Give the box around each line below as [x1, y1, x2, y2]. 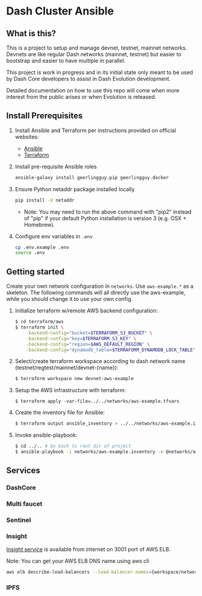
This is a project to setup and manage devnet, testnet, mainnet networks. [6, 44, 188, 51]
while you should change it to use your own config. [6, 296, 133, 303]
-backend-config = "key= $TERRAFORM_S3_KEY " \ [26, 335, 137, 341]
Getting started [6, 267, 65, 277]
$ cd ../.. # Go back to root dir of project [14, 443, 131, 449]
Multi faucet [6, 499, 43, 508]
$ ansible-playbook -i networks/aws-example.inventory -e [14, 449, 164, 455]
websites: [14, 133, 39, 140]
